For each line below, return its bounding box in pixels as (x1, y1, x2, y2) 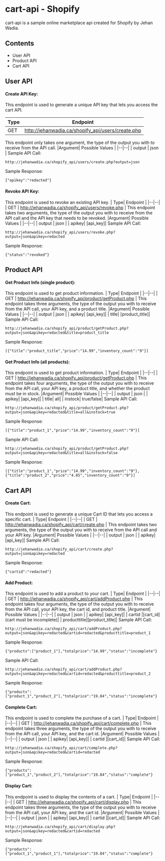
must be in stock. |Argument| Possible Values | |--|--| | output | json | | (5, 391, 148, 397)
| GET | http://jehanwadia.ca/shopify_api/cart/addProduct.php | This (5, 596, 143, 602)
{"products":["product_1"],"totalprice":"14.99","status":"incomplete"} (5, 649, 158, 654)
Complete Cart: (5, 704, 37, 710)
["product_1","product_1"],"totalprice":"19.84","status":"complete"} (5, 851, 153, 856)
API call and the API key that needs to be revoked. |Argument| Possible (5, 215, 149, 221)
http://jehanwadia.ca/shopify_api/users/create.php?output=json (5, 160, 140, 165)
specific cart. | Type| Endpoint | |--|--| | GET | (5, 516, 98, 522)
